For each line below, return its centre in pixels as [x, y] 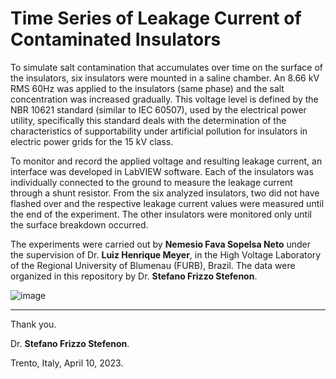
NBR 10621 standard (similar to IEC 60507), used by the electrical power [158, 109]
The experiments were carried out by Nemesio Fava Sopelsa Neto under [160, 244]
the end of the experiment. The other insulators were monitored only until [161, 214]
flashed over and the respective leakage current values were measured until [167, 203]
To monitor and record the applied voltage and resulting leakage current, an [166, 161]
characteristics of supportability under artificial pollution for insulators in [159, 131]
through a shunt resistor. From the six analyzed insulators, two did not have [165, 193]
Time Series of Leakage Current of [156, 18]
